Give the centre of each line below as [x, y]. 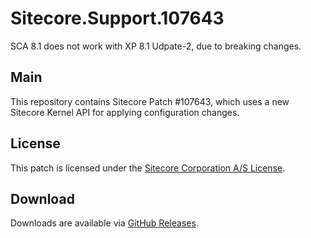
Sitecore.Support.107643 [117, 18]
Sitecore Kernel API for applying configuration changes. [125, 112]
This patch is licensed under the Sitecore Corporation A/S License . [148, 168]
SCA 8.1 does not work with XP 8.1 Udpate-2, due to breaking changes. [156, 46]
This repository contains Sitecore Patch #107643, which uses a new [150, 101]
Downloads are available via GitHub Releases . [104, 223]
